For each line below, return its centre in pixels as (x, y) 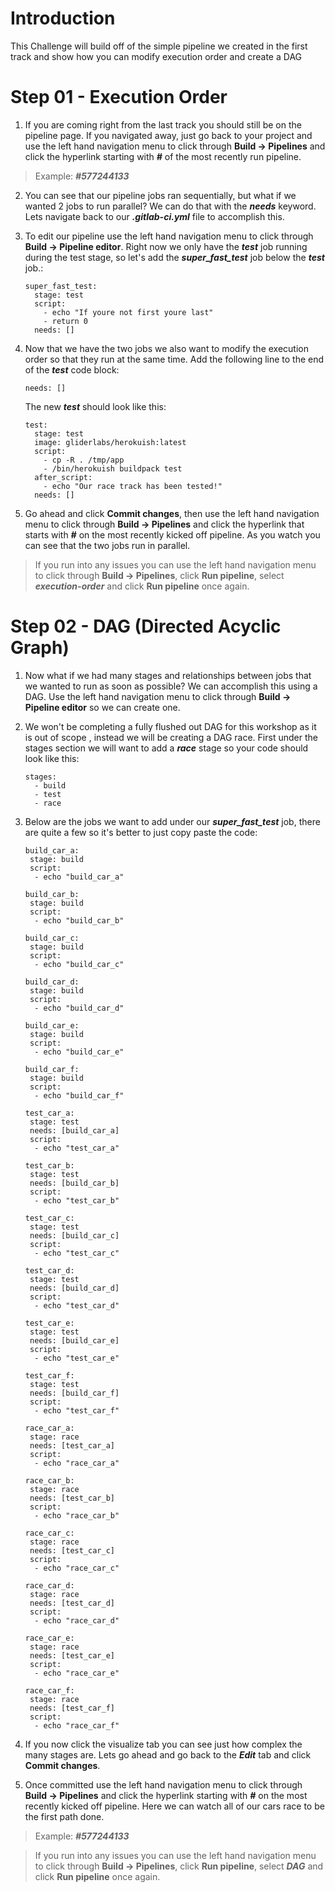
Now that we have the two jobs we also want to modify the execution (166, 348)
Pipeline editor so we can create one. (102, 707)
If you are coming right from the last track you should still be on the (163, 124)
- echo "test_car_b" (77, 1200)
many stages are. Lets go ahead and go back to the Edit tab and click (168, 1754)
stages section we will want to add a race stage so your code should (166, 748)
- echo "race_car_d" (77, 1620)
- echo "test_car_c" (77, 1253)
